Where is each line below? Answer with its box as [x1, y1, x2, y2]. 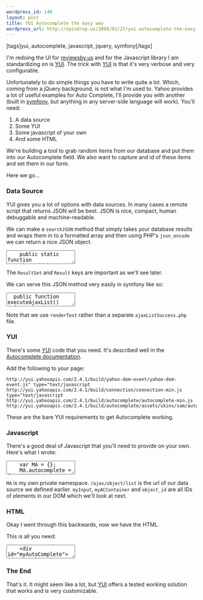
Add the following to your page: [6, 364, 85, 372]
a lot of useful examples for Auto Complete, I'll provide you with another [6, 91, 185, 99]
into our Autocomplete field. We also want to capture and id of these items [6, 154, 192, 161]
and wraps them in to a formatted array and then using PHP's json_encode [6, 231, 190, 239]
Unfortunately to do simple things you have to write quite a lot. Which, [6, 79, 180, 86]
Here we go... [6, 172, 40, 179]
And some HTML [14, 136, 57, 143]
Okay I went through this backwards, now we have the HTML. [6, 521, 159, 529]
